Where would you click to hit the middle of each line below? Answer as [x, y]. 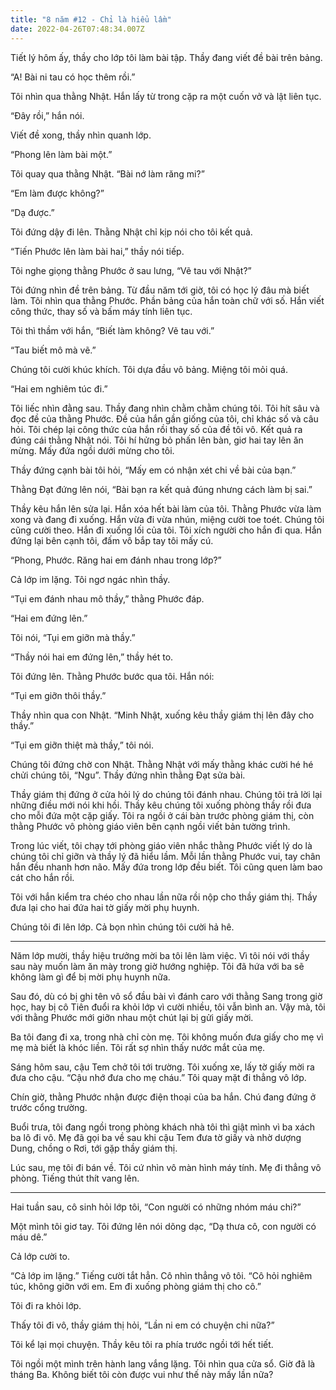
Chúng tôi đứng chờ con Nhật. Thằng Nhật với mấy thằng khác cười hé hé [162, 764]
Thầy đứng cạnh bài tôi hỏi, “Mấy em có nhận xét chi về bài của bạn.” [153, 470]
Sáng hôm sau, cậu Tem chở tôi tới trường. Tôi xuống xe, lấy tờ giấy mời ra [162, 1067]
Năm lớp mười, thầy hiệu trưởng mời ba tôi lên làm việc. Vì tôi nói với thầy [160, 955]
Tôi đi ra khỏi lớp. [46, 1305]
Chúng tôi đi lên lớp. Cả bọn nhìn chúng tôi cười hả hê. [122, 927]
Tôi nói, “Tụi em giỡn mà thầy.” [73, 637]
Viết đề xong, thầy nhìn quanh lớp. [81, 135]
